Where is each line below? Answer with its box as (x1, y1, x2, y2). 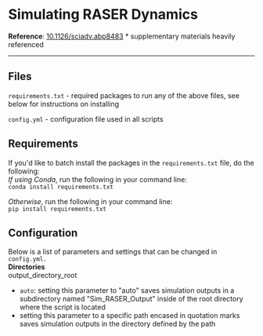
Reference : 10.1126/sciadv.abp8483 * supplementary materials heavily (8, 31, 236, 41)
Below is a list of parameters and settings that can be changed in (8, 247, 218, 257)
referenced (8, 39, 45, 49)
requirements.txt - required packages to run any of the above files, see (8, 90, 240, 100)
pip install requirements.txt (8, 205, 107, 213)
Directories (8, 262, 45, 272)
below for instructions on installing (8, 99, 120, 108)
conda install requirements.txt (8, 183, 113, 191)
